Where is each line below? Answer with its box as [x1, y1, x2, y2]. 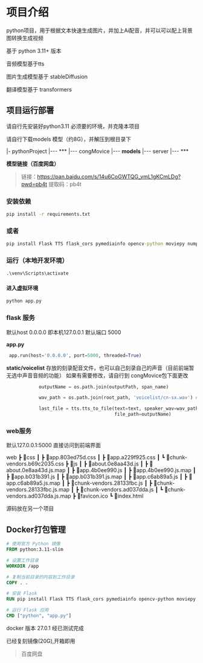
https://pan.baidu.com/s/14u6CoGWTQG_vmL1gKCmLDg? [37, 173, 181, 180]
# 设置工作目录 [6, 557, 39, 564]
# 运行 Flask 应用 [6, 607, 49, 613]
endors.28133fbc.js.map [6, 486, 70, 493]
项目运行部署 [6, 105, 54, 116]
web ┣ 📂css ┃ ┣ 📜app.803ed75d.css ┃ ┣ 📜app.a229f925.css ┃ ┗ [6, 454, 165, 461]
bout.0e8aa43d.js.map [6, 467, 66, 474]
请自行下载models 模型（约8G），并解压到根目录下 [6, 135, 132, 142]
